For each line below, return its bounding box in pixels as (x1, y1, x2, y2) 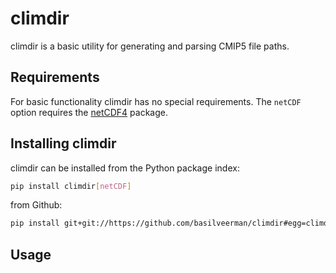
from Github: (10, 199, 63, 211)
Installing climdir (10, 135, 117, 152)
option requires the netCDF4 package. (10, 106, 168, 118)
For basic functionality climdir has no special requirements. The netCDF (10, 95, 302, 107)
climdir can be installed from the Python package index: (10, 162, 240, 174)
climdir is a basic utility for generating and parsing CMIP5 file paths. (10, 40, 290, 52)
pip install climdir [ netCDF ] (10, 181, 132, 191)
